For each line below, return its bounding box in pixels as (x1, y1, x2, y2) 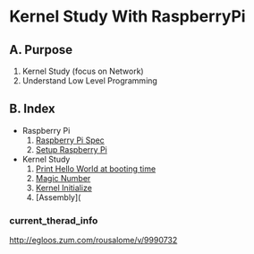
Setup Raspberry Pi (35, 144, 107, 154)
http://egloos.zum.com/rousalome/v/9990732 (9, 235, 178, 246)
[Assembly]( (35, 191, 81, 203)
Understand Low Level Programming (21, 75, 158, 86)
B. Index (9, 101, 55, 117)
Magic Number (35, 172, 91, 183)
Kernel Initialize (35, 182, 92, 193)
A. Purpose (9, 42, 73, 57)
